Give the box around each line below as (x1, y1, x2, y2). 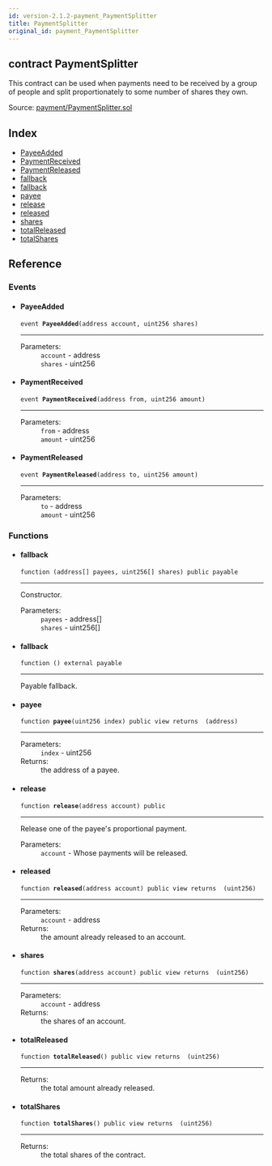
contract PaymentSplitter (8, 57, 139, 70)
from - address (40, 425, 90, 435)
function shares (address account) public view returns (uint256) (19, 969, 249, 977)
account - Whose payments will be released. (40, 848, 189, 857)
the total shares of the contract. (40, 1150, 146, 1160)
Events (8, 281, 36, 293)
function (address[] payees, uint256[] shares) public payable (19, 568, 239, 576)
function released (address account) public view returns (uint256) (19, 884, 257, 892)
